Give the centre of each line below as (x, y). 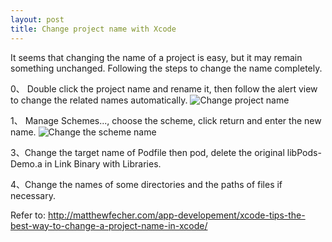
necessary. (33, 195)
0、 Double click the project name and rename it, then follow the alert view (164, 88)
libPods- (304, 152)
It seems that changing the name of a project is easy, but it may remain (156, 57)
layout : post (37, 19)
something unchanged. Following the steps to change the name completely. (166, 68)
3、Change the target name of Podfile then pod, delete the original (147, 152)
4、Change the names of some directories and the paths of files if (146, 184)
